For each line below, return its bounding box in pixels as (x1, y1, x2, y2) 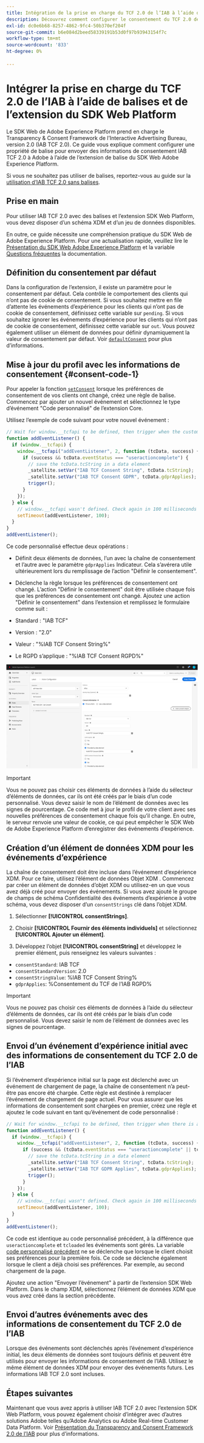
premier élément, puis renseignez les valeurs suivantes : (15, 949, 156, 956)
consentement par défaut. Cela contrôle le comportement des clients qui (6, 290, 188, 298)
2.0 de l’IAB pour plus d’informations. (6, 1430, 99, 1438)
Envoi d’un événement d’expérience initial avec (6, 1041, 188, 1052)
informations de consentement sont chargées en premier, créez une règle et (6, 1102, 197, 1109)
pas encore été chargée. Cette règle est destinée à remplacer (17, 1089, 172, 1096)
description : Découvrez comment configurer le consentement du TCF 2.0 (6, 16, 191, 23)
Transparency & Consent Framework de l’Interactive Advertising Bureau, (6, 134, 187, 141)
